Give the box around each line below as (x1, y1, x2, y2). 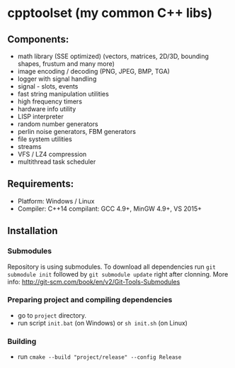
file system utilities (17, 135, 72, 143)
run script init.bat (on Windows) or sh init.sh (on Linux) (17, 318, 188, 327)
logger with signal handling (17, 74, 97, 83)
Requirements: (7, 178, 74, 190)
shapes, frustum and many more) (17, 60, 115, 68)
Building (7, 336, 37, 346)
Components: (7, 33, 69, 45)
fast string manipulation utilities (17, 90, 110, 98)
